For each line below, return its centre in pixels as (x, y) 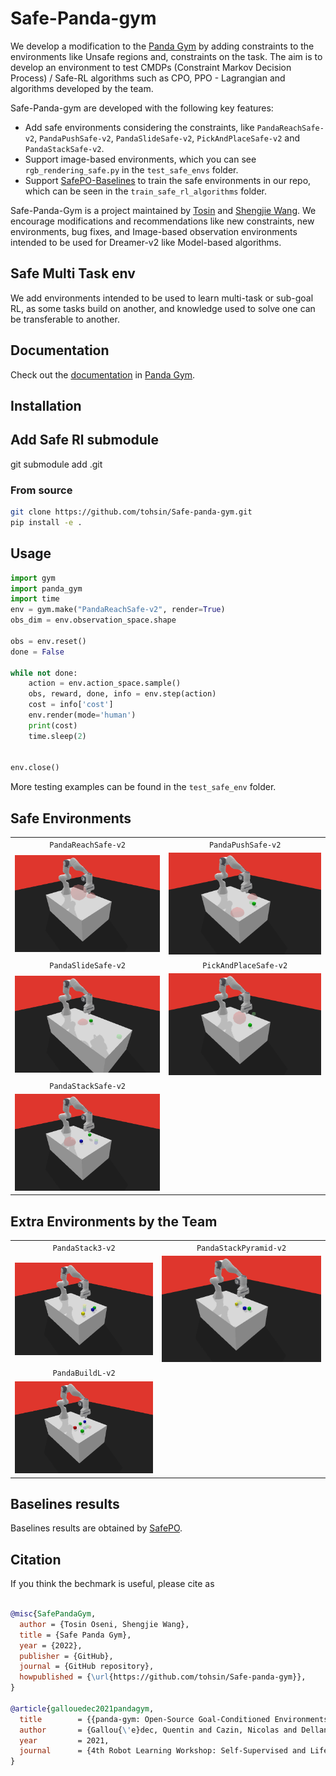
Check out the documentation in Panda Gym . (103, 374)
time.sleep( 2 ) (57, 736)
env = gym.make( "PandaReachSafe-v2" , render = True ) (118, 610)
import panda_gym (46, 588)
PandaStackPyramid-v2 (241, 1248)
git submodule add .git (56, 464)
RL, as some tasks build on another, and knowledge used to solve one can (163, 308)
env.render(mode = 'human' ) (82, 715)
